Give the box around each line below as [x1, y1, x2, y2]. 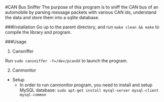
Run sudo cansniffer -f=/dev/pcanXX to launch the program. [5, 58, 128, 63]
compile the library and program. [5, 29, 72, 35]
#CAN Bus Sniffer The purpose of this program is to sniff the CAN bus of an [5, 4, 159, 10]
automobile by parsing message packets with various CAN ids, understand [5, 9, 157, 15]
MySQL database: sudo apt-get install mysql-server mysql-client [19, 87, 159, 93]
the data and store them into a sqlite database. [5, 15, 99, 20]
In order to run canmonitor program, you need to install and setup [19, 82, 153, 88]
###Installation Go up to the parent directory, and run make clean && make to [5, 24, 160, 30]
